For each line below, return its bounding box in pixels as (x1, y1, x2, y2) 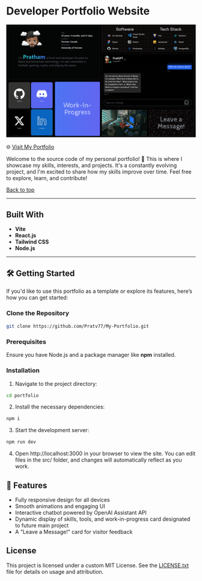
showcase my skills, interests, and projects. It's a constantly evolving (6, 162, 177, 169)
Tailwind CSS (14, 238, 49, 245)
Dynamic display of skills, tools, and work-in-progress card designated (14, 515, 191, 523)
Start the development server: (14, 427, 90, 434)
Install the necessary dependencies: (14, 403, 105, 410)
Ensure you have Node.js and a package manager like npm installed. (6, 351, 176, 359)
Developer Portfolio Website (6, 4, 150, 18)
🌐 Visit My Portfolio (6, 143, 55, 151)
